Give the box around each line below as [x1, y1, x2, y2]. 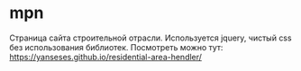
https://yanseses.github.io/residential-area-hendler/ [9, 51, 203, 62]
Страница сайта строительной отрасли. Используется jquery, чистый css [9, 32, 292, 43]
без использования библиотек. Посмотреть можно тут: [9, 41, 223, 52]
